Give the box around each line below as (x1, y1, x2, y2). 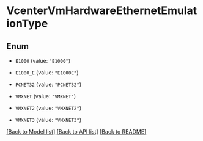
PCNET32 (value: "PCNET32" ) (15, 81, 81, 88)
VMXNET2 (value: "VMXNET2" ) (15, 104, 81, 112)
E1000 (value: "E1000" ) (15, 57, 71, 64)
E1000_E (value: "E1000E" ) (15, 69, 79, 76)
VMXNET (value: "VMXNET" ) (15, 93, 76, 99)
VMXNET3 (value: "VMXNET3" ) (15, 117, 81, 123)
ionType (6, 16, 48, 31)
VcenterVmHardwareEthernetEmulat (6, 4, 197, 18)
